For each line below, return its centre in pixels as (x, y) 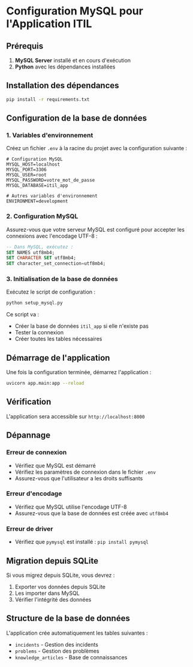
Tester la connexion (39, 333)
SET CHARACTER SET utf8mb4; (41, 258)
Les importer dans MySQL (47, 593)
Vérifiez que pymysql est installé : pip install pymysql (82, 542)
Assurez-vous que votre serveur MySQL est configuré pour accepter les (95, 229)
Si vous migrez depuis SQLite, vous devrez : (61, 575)
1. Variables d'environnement (50, 135)
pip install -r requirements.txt (48, 99)
